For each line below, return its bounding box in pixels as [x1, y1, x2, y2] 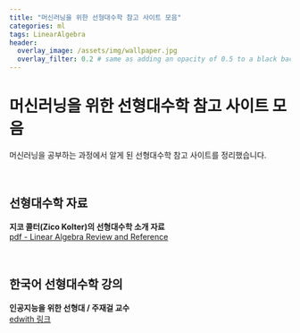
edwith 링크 [9, 313, 52, 324]
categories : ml [9, 21, 66, 30]
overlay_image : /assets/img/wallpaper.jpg [17, 47, 178, 55]
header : [9, 38, 38, 47]
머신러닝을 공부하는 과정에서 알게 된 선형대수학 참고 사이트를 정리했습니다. [9, 149, 267, 160]
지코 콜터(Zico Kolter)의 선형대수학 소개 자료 [9, 221, 165, 232]
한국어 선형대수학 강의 [9, 277, 123, 292]
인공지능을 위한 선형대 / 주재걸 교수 [9, 302, 130, 313]
